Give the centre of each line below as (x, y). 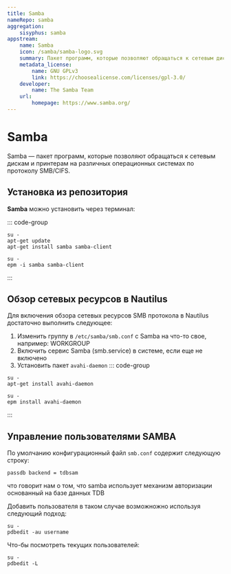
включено (32, 358)
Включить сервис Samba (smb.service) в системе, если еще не (110, 351)
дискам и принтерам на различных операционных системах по (101, 163)
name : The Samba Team (63, 90)
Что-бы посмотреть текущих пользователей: (73, 545)
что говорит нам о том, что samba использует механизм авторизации (110, 486)
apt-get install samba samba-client (59, 247)
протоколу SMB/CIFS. (39, 170)
